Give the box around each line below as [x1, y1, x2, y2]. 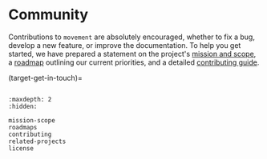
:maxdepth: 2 [8, 95, 52, 103]
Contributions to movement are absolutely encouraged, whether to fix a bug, [8, 32, 255, 42]
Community [8, 6, 89, 24]
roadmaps [8, 123, 38, 131]
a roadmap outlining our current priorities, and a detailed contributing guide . [8, 58, 260, 67]
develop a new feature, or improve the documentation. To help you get [8, 40, 241, 50]
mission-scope [8, 116, 56, 125]
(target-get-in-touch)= [8, 73, 83, 82]
